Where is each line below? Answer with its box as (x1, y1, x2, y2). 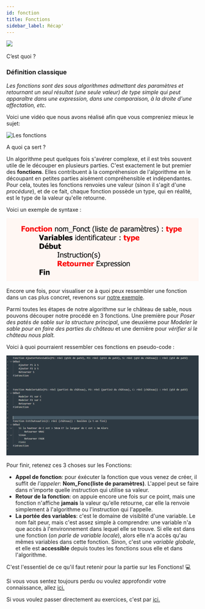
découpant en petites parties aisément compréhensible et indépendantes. (6, 175, 192, 182)
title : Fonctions (6, 16, 51, 23)
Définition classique (6, 68, 67, 76)
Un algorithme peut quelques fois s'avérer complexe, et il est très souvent (6, 155, 192, 162)
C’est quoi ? (6, 52, 36, 60)
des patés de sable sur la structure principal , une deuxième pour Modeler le (6, 318, 198, 326)
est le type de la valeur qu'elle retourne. (6, 194, 107, 201)
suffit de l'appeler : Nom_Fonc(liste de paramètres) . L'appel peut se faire (15, 480, 199, 487)
